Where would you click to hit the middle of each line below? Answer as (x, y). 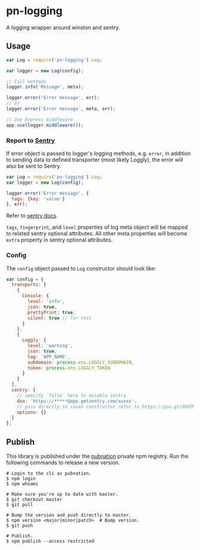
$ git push (20, 526)
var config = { (25, 279)
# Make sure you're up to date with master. (62, 495)
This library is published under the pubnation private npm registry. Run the (97, 456)
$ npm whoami (22, 484)
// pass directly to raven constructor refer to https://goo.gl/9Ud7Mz (107, 406)
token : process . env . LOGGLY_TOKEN (69, 368)
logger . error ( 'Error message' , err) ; (53, 98)
